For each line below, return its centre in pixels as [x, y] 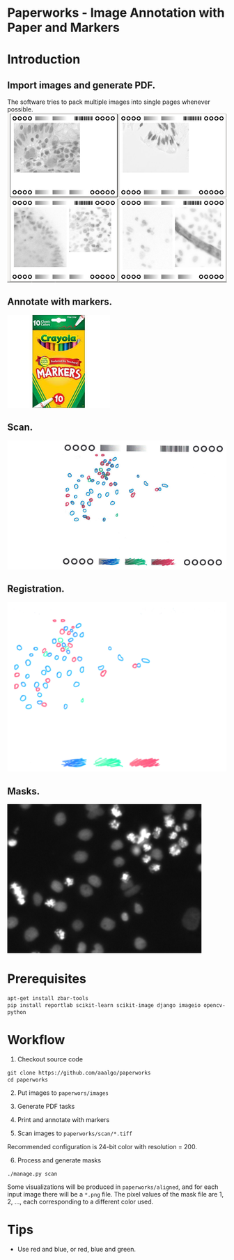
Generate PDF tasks [46, 1106]
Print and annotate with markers [63, 1119]
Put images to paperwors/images [63, 1093]
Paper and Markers [63, 28]
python [17, 1012]
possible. [20, 109]
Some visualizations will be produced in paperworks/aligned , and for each [113, 1187]
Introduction [44, 60]
